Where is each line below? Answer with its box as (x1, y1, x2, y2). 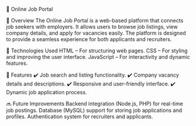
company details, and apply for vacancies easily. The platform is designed (6, 29, 187, 37)
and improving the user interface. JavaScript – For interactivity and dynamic (6, 54, 190, 60)
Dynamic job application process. (6, 89, 87, 95)
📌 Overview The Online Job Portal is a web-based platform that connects (6, 17, 184, 24)
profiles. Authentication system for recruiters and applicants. (6, 113, 153, 120)
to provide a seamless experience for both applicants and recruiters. (6, 36, 172, 42)
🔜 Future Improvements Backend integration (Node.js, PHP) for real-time (6, 100, 184, 107)
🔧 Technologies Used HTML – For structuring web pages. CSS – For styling (6, 47, 188, 54)
